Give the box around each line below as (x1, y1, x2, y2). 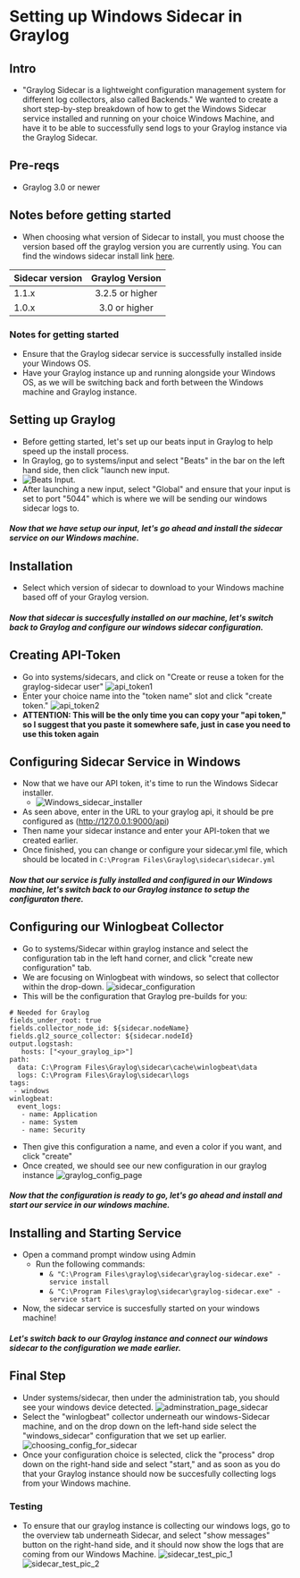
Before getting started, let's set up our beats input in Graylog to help (21, 436, 274, 446)
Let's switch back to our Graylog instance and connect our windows (9, 1333, 269, 1344)
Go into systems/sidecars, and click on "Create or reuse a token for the (21, 671, 284, 682)
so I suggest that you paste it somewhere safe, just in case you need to (21, 718, 291, 730)
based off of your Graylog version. (21, 592, 149, 603)
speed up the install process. (21, 445, 129, 456)
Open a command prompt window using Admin (21, 1250, 196, 1260)
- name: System (21, 1117, 78, 1126)
